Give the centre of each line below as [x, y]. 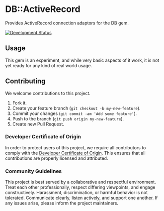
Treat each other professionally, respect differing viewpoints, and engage [80, 187]
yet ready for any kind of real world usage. [49, 65]
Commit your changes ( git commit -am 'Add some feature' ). [75, 113]
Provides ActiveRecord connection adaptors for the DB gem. [67, 23]
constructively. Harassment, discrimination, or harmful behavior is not [77, 193]
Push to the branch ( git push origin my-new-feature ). [68, 118]
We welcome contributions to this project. [48, 93]
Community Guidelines [34, 171]
